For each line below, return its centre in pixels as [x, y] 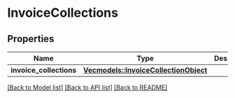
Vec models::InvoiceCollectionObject [145, 70]
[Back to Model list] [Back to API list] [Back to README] [87, 87]
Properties [31, 39]
